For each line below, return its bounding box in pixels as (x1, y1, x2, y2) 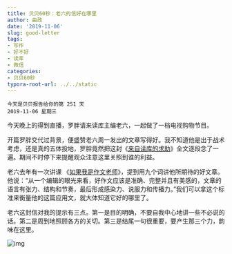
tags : (7, 36, 23, 43)
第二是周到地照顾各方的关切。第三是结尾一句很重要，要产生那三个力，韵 (19, 217, 225, 225)
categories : (7, 68, 41, 75)
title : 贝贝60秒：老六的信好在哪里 (7, 10, 97, 17)
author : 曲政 (7, 17, 43, 23)
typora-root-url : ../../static (7, 81, 97, 88)
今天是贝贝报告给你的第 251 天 (7, 101, 85, 108)
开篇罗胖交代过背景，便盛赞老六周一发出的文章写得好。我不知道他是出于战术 (7, 136, 225, 144)
